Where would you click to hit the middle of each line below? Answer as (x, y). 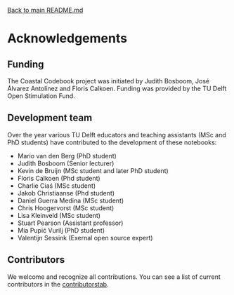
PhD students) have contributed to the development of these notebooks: (112, 142)
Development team (50, 118)
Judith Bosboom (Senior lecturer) (66, 163)
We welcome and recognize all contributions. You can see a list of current (114, 277)
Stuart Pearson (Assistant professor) (70, 223)
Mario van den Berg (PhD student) (67, 156)
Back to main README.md (45, 10)
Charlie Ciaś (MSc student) (57, 186)
